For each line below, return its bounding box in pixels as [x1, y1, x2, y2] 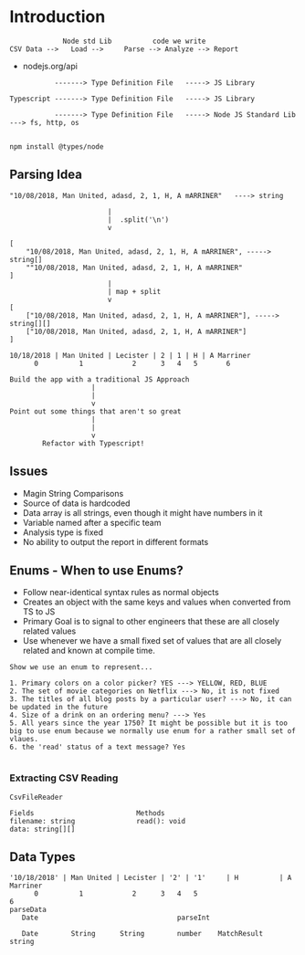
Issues [9, 464, 48, 479]
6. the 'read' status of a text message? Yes [9, 742, 185, 752]
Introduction [9, 6, 106, 27]
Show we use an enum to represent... [9, 663, 153, 672]
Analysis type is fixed [22, 527, 103, 538]
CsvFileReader [9, 792, 64, 802]
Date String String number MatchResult [21, 929, 263, 939]
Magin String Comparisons [22, 488, 124, 498]
